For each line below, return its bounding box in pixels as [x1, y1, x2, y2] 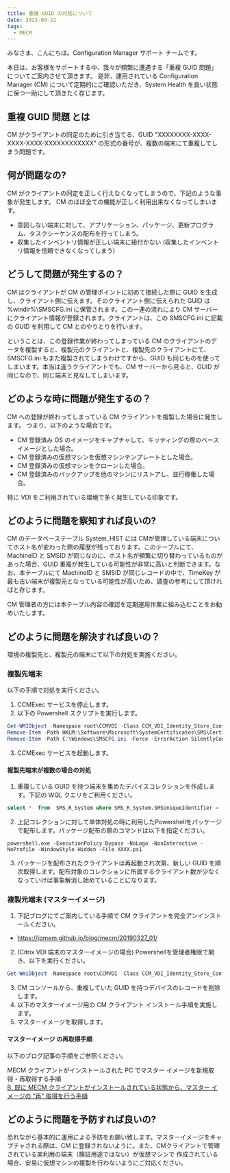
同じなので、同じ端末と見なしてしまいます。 [7, 371, 132, 379]
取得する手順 [25, 1074, 62, 1083]
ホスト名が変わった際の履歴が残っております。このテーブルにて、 [12, 543, 197, 552]
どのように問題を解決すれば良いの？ [7, 631, 160, 643]
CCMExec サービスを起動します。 [16, 749, 113, 757]
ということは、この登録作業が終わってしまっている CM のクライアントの [7, 336, 212, 345]
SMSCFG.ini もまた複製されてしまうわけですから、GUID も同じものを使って [7, 354, 221, 362]
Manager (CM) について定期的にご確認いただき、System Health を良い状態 [7, 80, 218, 89]
